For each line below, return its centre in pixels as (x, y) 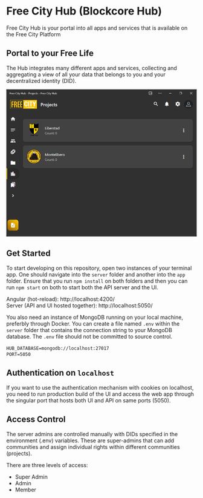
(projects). (19, 453)
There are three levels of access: (47, 465)
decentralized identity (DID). (41, 80)
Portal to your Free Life (50, 54)
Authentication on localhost (60, 373)
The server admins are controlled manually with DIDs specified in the (92, 434)
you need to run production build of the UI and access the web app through (100, 394)
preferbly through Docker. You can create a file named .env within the (93, 323)
